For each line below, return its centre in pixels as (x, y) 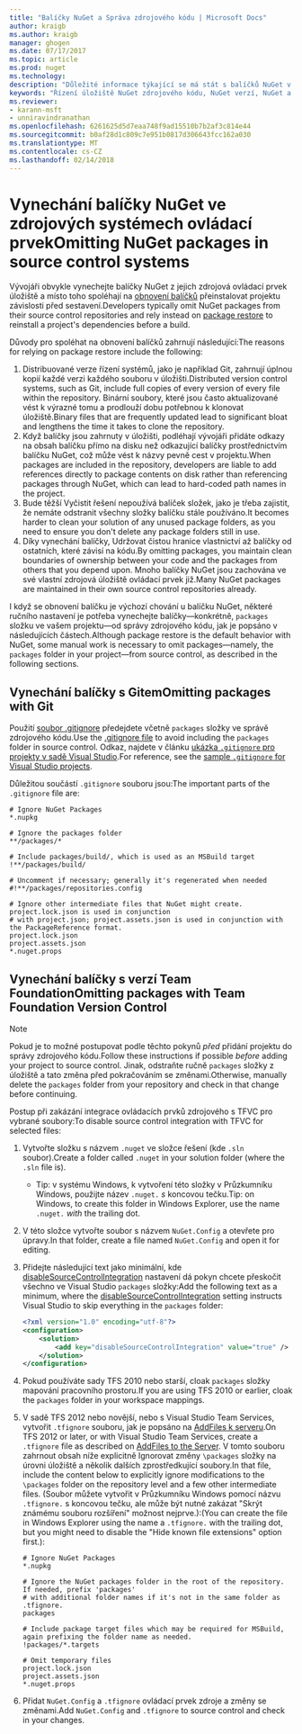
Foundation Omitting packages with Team (127, 993)
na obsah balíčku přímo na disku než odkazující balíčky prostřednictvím (155, 445)
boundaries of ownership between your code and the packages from (150, 561)
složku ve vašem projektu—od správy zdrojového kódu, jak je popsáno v (143, 625)
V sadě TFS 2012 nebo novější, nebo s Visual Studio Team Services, (148, 1417)
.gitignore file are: (44, 794)
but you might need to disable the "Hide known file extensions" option (152, 1532)
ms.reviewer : (34, 101)
